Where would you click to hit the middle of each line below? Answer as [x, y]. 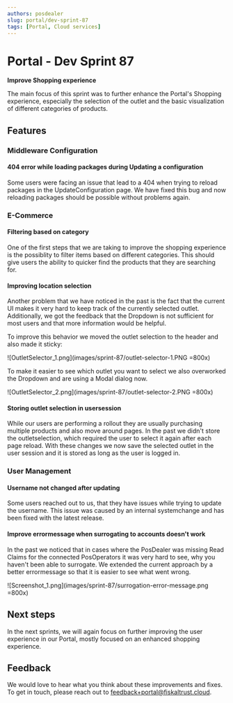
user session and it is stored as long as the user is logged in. [94, 453]
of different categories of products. [58, 109]
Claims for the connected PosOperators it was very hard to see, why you [111, 557]
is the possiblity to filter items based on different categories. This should [111, 254]
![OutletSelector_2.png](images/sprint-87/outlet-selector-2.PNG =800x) [110, 392]
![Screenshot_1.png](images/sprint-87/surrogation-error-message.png [108, 585]
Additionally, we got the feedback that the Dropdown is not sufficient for [111, 316]
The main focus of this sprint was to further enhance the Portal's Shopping [114, 94]
